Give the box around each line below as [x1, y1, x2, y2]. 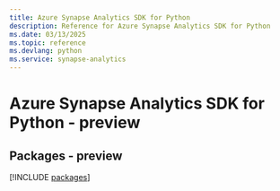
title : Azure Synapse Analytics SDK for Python [9, 13, 191, 22]
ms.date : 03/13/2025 [9, 30, 87, 39]
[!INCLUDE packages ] [9, 172, 91, 182]
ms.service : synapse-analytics [9, 55, 127, 64]
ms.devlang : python [9, 47, 83, 56]
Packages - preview [9, 148, 123, 163]
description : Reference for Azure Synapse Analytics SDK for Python [9, 22, 271, 30]
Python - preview [9, 113, 141, 133]
